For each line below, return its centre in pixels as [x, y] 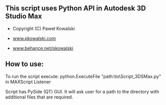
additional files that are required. [39, 97]
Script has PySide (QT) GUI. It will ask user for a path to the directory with [82, 91]
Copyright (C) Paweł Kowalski [44, 28]
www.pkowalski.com [34, 38]
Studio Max [24, 16]
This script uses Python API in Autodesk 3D [76, 8]
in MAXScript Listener [28, 82]
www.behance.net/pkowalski [43, 48]
